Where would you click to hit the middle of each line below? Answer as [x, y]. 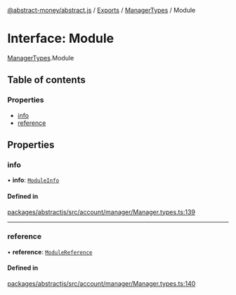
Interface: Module [61, 39]
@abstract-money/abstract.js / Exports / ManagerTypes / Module [101, 10]
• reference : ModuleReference [50, 251]
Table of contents [46, 80]
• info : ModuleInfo [33, 180]
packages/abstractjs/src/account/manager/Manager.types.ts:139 [101, 212]
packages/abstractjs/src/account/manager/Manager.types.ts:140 [101, 284]
